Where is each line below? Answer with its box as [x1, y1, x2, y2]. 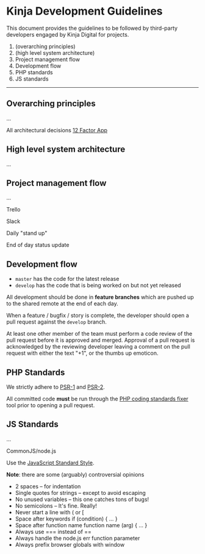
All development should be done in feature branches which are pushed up [6, 294, 194, 301]
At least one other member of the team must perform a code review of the [6, 330, 193, 338]
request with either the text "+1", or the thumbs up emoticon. [6, 349, 159, 357]
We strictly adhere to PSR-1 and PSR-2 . [6, 383, 105, 391]
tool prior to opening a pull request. [6, 402, 95, 409]
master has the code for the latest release [15, 275, 120, 283]
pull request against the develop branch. [6, 318, 107, 325]
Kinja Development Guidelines [6, 4, 163, 18]
